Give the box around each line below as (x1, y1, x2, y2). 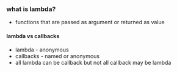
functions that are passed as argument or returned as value (15, 19, 165, 26)
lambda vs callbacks (6, 32, 60, 39)
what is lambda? (6, 5, 56, 13)
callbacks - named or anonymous (15, 52, 99, 59)
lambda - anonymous (15, 46, 69, 53)
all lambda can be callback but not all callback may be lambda (15, 59, 172, 66)
